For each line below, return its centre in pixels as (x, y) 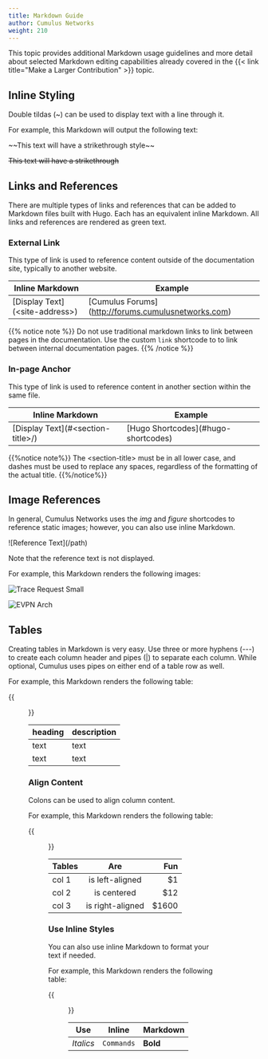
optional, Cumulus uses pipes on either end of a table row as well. (116, 666)
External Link (34, 243)
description (94, 733)
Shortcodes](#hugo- (191, 428)
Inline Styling (42, 95)
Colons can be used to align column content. (102, 800)
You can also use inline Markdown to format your (129, 946)
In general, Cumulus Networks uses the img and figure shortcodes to (122, 519)
